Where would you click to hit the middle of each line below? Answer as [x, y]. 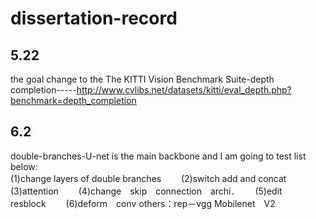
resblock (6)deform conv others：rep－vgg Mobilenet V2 [143, 203]
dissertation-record [94, 18]
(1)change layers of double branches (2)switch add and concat [148, 178]
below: [24, 166]
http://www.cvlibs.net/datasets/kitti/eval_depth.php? [184, 90]
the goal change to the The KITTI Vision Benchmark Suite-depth [142, 79]
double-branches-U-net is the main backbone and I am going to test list [158, 156]
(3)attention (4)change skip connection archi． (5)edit [146, 191]
